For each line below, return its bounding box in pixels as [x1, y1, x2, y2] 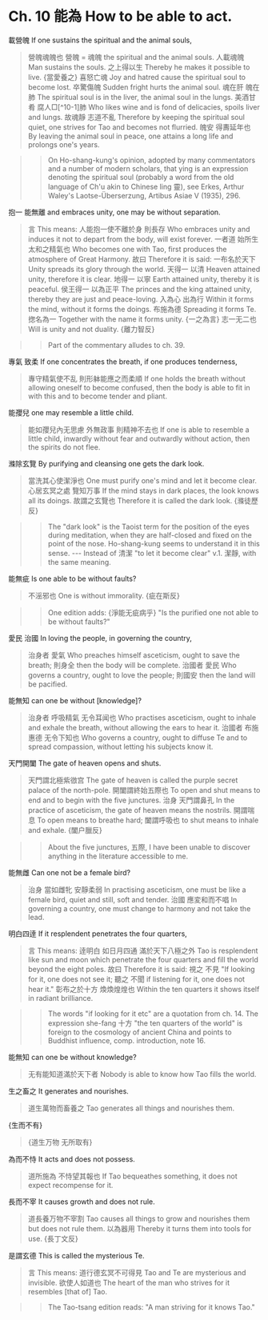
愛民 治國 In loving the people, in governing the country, [8, 633, 192, 642]
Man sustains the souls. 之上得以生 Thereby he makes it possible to [27, 62, 250, 72]
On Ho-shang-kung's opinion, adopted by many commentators [47, 155, 256, 165]
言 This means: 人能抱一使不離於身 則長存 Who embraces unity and [27, 224, 250, 234]
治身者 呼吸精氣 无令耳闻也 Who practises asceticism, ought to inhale [27, 713, 257, 722]
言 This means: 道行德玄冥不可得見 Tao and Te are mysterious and [27, 1267, 246, 1277]
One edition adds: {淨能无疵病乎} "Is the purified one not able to [47, 607, 258, 617]
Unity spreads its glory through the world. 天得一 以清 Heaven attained [27, 264, 261, 274]
